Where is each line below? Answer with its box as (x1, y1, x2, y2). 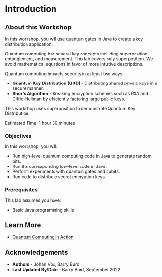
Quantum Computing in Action (12, 234, 74, 240)
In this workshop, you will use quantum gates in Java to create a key (5, 36, 143, 42)
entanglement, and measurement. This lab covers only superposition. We (5, 56, 153, 62)
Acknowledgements (5, 248, 68, 256)
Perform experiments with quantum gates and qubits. (12, 168, 120, 175)
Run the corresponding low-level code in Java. (12, 164, 107, 169)
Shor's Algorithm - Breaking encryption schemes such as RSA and (12, 91, 149, 96)
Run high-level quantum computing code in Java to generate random (12, 153, 152, 159)
